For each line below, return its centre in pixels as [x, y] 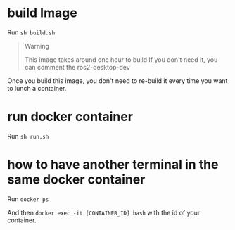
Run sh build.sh [31, 32]
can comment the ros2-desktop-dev [77, 67]
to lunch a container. [37, 88]
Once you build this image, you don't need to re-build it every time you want [118, 81]
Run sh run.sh [28, 136]
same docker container [76, 180]
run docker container [70, 117]
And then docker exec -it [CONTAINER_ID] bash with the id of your [104, 212]
